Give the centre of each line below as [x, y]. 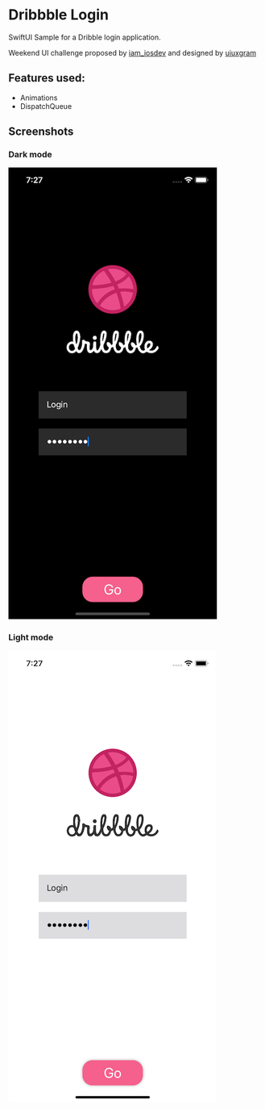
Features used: [47, 78]
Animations [39, 98]
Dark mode [30, 155]
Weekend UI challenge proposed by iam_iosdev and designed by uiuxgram [132, 52]
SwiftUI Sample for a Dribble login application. [85, 37]
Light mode [31, 637]
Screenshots [41, 132]
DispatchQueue [46, 106]
